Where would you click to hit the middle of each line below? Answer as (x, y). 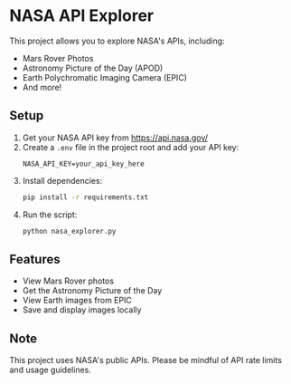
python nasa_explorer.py (69, 231)
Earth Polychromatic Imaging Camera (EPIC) (105, 77)
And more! (42, 87)
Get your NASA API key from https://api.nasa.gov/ (115, 138)
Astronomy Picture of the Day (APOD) (93, 68)
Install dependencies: (62, 180)
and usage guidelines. (51, 370)
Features (35, 259)
